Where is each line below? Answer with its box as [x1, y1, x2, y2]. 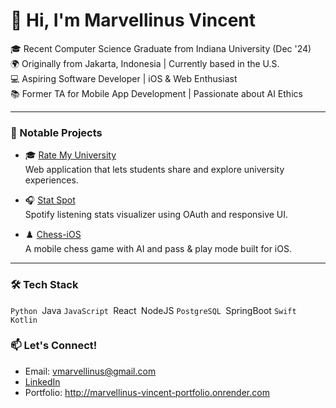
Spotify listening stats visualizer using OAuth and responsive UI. [24, 209, 289, 221]
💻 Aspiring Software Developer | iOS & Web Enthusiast [10, 72, 238, 84]
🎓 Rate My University [24, 149, 117, 161]
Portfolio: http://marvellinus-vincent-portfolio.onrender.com [24, 386, 270, 398]
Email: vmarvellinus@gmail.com [24, 365, 157, 377]
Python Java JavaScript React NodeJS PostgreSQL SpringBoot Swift [10, 304, 297, 316]
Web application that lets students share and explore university [24, 164, 285, 176]
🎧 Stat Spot [24, 194, 76, 206]
